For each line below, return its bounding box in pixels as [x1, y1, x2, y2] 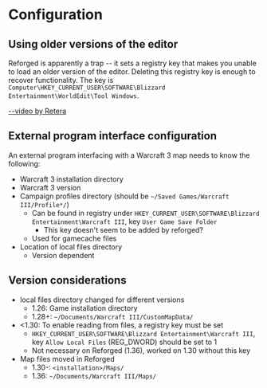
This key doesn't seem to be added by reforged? [43, 225, 204, 234]
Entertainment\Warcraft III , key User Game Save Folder [31, 217, 218, 226]
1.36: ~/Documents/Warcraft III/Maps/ [31, 370, 157, 380]
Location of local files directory [19, 241, 123, 252]
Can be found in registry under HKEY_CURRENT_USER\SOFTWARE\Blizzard [31, 208, 260, 218]
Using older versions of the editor [8, 37, 179, 51]
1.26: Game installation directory [31, 303, 138, 312]
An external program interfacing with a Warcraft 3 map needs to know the [8, 150, 250, 160]
